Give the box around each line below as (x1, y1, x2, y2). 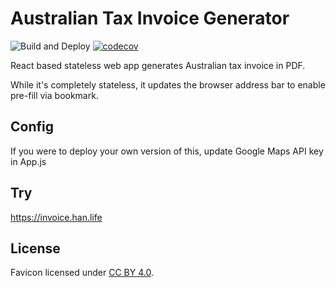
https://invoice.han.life (10, 211, 103, 223)
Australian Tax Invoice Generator (10, 7, 290, 30)
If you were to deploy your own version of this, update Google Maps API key (10, 145, 324, 157)
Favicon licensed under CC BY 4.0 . (10, 267, 154, 279)
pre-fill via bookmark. (10, 89, 99, 101)
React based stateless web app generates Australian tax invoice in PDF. (10, 59, 306, 71)
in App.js (10, 155, 47, 167)
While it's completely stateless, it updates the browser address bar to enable (10, 78, 326, 91)
